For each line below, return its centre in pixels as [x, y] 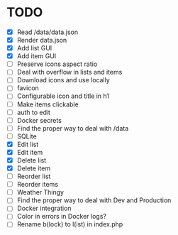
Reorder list [34, 176]
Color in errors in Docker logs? [62, 217]
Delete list [32, 160]
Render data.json [42, 40]
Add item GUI [37, 56]
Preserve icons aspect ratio [57, 64]
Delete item [34, 168]
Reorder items [37, 185]
